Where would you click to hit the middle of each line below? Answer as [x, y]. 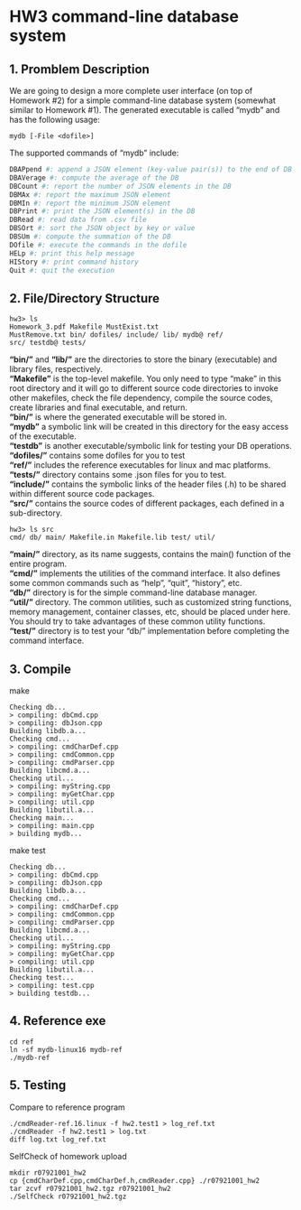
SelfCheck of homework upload [68, 1156]
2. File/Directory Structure [85, 298]
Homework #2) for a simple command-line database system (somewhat [143, 100]
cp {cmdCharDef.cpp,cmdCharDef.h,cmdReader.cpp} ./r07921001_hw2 [134, 1180]
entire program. [38, 564]
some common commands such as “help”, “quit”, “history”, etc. [126, 583]
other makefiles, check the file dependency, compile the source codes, [141, 398]
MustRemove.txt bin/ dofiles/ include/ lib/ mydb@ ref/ [116, 335]
